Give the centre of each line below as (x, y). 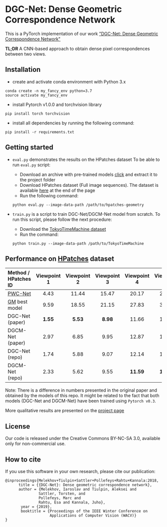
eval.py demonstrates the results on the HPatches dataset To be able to (86, 159)
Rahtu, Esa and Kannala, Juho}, (72, 503)
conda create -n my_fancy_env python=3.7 (49, 91)
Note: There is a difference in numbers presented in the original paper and (81, 390)
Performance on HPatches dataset (60, 259)
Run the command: (39, 234)
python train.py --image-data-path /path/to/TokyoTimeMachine (78, 243)
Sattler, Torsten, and (62, 494)
